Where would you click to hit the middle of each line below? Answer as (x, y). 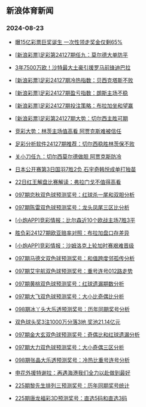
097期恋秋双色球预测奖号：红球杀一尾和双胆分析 (74, 195)
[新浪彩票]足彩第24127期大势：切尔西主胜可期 (72, 118)
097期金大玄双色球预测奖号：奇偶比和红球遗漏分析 (77, 335)
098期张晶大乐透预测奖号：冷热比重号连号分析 (72, 360)
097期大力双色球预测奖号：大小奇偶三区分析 (69, 347)
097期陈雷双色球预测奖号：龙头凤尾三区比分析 (72, 207)
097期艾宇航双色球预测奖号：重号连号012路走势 (74, 271)
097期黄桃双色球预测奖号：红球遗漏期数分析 (69, 284)
